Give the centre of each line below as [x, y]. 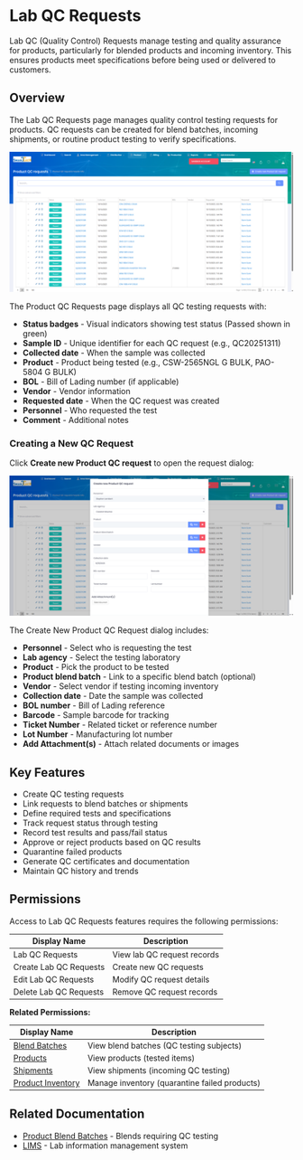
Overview [37, 98]
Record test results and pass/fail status [95, 832]
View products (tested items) [141, 1058]
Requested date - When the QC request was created [121, 401]
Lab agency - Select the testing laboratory [101, 657]
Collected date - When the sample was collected [114, 353]
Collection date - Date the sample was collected [113, 696]
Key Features [47, 773]
